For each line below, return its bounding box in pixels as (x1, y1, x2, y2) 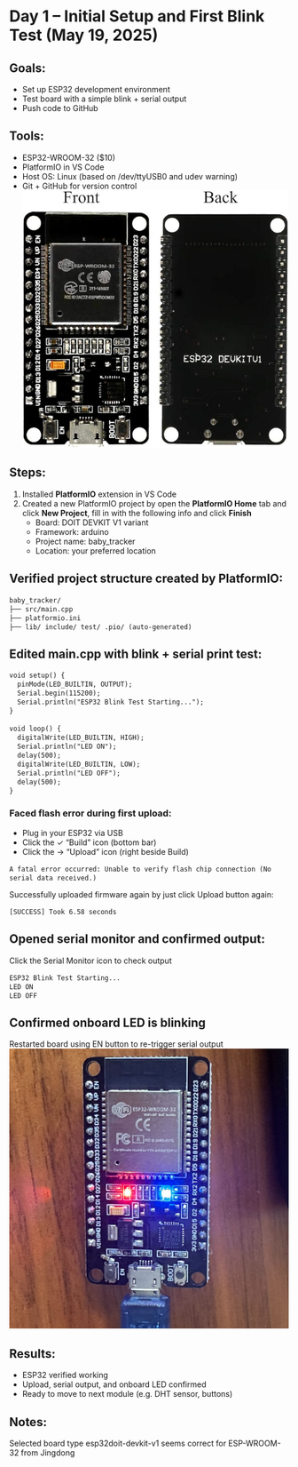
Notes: (9, 1415, 47, 1430)
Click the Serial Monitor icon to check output (9, 955, 172, 966)
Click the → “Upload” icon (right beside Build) (21, 846, 189, 857)
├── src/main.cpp (9, 604, 74, 614)
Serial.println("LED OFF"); (17, 769, 122, 778)
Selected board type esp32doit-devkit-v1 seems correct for (9, 1438, 227, 1449)
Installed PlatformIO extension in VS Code (21, 489, 177, 499)
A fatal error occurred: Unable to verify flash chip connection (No (9, 865, 272, 873)
